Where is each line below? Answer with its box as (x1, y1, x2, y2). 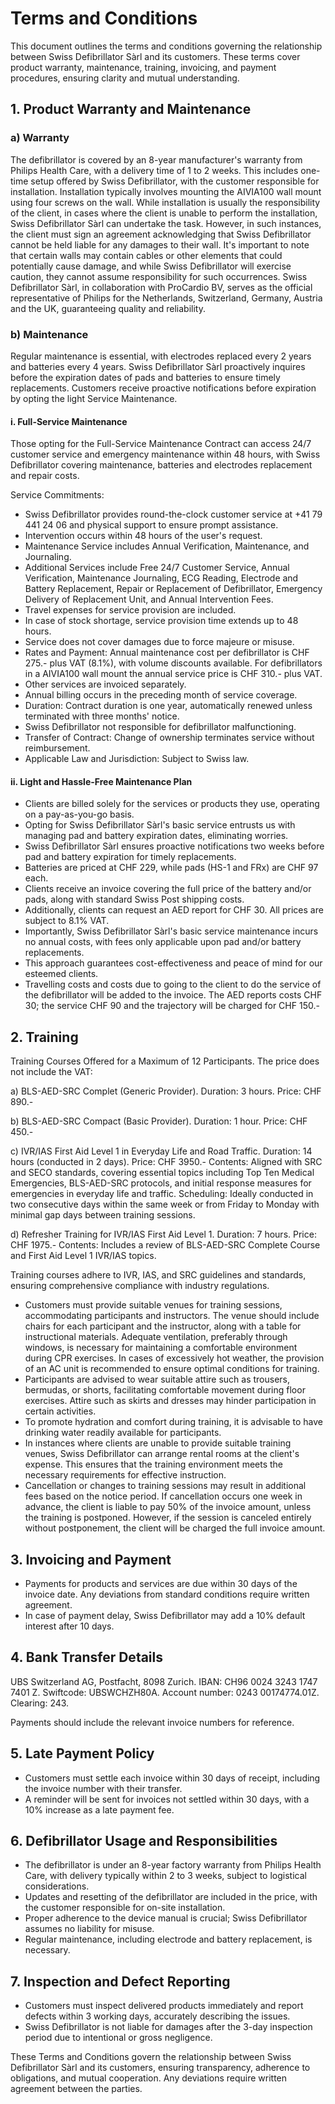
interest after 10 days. (24, 1620, 115, 1632)
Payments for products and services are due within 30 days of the (24, 1577, 298, 1589)
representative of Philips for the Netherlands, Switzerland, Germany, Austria (10, 292, 323, 304)
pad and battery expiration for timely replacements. (24, 851, 237, 863)
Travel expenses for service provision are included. (24, 604, 237, 616)
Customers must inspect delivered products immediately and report (24, 2000, 304, 2012)
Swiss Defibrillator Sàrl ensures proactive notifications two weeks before (24, 840, 325, 852)
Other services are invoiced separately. (24, 678, 187, 691)
